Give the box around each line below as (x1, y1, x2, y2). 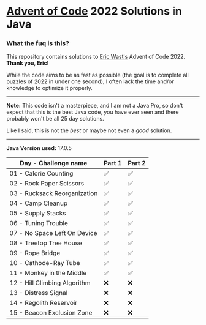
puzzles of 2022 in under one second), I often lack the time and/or (6, 78, 175, 85)
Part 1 (103, 159, 122, 168)
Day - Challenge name (20, 159, 88, 168)
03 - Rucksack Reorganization (9, 189, 98, 198)
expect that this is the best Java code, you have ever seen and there (6, 108, 179, 116)
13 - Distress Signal (9, 289, 68, 297)
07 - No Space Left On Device (9, 229, 97, 237)
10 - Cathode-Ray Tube (9, 259, 81, 267)
